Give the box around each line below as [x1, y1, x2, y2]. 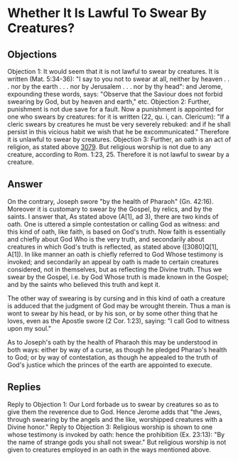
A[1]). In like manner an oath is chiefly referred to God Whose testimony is [7, 250, 224, 259]
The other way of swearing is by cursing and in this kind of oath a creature [7, 293, 226, 303]
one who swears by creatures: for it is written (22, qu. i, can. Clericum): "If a [7, 112, 229, 121]
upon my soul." [7, 324, 52, 332]
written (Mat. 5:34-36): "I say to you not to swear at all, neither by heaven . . [7, 75, 229, 83]
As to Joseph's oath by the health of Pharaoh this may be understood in [7, 337, 218, 346]
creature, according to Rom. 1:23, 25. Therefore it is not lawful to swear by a [7, 151, 229, 158]
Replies [7, 381, 41, 394]
